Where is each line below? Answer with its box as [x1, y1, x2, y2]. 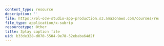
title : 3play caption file [5, 29, 60, 34]
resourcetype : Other [5, 25, 47, 30]
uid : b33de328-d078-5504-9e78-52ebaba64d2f [5, 34, 95, 39]
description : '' [5, 11, 38, 16]
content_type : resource [5, 7, 54, 12]
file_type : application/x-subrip [5, 20, 73, 25]
